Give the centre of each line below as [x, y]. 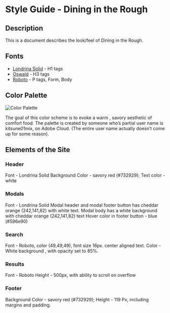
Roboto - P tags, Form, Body [42, 79]
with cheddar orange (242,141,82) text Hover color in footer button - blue [81, 216]
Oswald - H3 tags [31, 74]
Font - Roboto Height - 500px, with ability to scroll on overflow [71, 275]
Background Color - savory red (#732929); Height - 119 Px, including [77, 299]
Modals [15, 194]
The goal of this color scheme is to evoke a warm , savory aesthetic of [79, 118]
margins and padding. [28, 305]
